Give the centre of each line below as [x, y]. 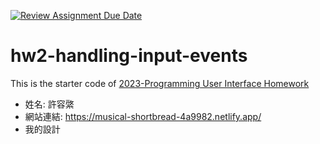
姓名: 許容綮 [49, 104]
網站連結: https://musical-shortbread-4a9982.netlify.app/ [143, 116]
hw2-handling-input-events [129, 56]
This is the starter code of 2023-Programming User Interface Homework [160, 83]
